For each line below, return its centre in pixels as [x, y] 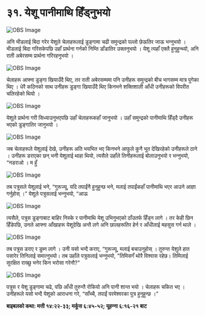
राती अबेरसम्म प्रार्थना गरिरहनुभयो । [40, 55]
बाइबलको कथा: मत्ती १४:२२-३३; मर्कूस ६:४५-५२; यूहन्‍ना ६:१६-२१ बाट [76, 306]
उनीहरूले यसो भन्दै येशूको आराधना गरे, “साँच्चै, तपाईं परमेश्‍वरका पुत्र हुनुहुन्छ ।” [83, 293]
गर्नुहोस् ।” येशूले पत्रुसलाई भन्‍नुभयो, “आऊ [47, 193]
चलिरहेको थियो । [23, 93]
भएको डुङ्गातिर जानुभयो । [32, 125]
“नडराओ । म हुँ [22, 163]
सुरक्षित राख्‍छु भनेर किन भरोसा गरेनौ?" [43, 263]
